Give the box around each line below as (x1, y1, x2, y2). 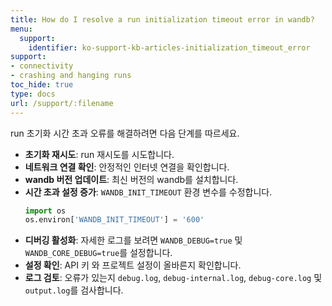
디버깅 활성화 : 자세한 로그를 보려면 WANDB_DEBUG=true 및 (24, 234, 243, 246)
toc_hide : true (10, 80, 74, 90)
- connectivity (10, 61, 74, 71)
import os (24, 206, 67, 216)
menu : (10, 24, 33, 34)
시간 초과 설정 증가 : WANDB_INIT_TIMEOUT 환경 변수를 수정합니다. (24, 186, 273, 198)
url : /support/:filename (10, 98, 114, 108)
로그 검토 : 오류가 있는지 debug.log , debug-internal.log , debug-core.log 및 (24, 272, 323, 284)
